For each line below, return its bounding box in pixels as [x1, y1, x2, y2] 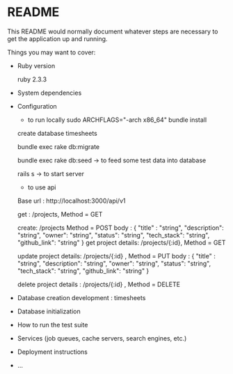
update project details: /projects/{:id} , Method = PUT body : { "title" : [17, 251, 216, 260]
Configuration [17, 102, 57, 110]
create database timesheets [17, 129, 97, 137]
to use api [27, 182, 56, 192]
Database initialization [17, 307, 81, 315]
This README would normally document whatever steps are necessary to [7, 27, 218, 36]
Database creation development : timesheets [17, 293, 146, 302]
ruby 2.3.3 [17, 75, 47, 84]
